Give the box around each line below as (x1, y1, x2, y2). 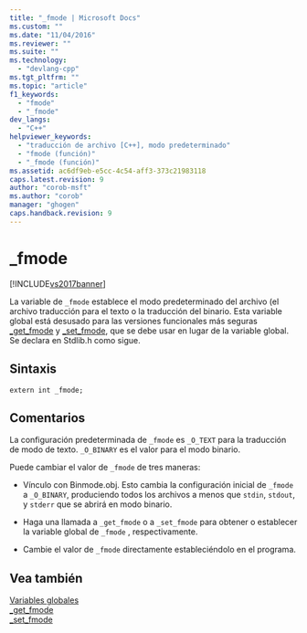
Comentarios (9, 410, 86, 426)
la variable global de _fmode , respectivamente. (22, 526, 198, 537)
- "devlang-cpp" (17, 65, 79, 74)
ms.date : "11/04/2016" (9, 30, 96, 39)
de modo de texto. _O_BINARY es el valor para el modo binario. (9, 444, 240, 455)
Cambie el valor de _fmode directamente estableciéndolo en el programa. (22, 544, 297, 555)
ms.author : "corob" (9, 192, 84, 201)
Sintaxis (9, 362, 58, 377)
